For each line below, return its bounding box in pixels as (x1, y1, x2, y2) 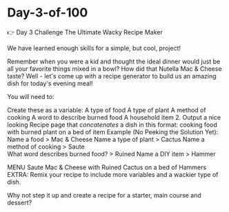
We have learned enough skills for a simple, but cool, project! (7, 43, 181, 52)
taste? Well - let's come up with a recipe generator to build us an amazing (7, 72, 217, 80)
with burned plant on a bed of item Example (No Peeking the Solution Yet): (7, 127, 219, 136)
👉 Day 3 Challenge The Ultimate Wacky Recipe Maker (7, 28, 163, 36)
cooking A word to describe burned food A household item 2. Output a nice (7, 113, 221, 121)
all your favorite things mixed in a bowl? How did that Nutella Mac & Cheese (7, 64, 222, 73)
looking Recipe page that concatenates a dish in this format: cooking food (7, 120, 217, 129)
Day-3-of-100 (7, 5, 88, 21)
